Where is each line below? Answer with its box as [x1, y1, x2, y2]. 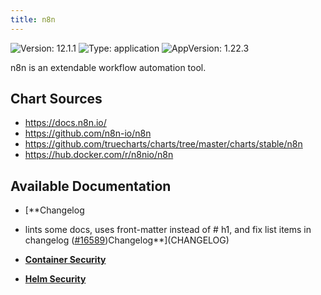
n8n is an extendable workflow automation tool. [10, 61, 207, 73]
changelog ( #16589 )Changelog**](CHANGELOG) [24, 234, 230, 246]
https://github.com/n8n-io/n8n [24, 127, 152, 140]
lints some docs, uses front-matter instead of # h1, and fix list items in [24, 224, 312, 236]
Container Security [24, 254, 107, 266]
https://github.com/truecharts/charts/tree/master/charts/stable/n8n [24, 138, 303, 150]
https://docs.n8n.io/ [24, 117, 107, 129]
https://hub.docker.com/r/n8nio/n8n [24, 149, 174, 161]
